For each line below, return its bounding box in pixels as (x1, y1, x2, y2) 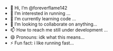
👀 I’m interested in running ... (10, 10, 71, 16)
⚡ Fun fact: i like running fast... (10, 40, 74, 46)
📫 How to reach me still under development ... (10, 27, 108, 33)
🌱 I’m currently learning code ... (10, 16, 76, 21)
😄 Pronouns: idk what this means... (10, 34, 85, 40)
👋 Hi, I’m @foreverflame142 (10, 5, 68, 11)
